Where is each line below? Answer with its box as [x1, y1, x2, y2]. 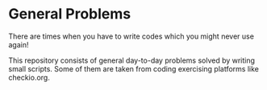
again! [8, 39, 29, 49]
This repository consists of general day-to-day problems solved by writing [8, 55, 256, 65]
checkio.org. [8, 72, 50, 82]
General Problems [8, 5, 131, 23]
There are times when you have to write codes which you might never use [8, 31, 254, 41]
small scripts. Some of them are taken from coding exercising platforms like [8, 63, 260, 73]
